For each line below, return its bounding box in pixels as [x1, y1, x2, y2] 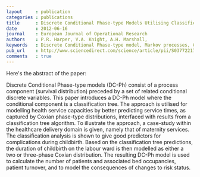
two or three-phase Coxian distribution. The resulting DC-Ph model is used [6, 151, 190, 158]
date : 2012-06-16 [6, 25, 68, 32]
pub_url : [6, 48, 39, 54]
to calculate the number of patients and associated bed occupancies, [6, 157, 176, 164]
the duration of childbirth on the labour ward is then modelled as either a [6, 145, 184, 152]
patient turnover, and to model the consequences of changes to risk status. [6, 164, 191, 171]
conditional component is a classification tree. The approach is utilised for [6, 100, 187, 108]
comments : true [6, 53, 52, 59]
